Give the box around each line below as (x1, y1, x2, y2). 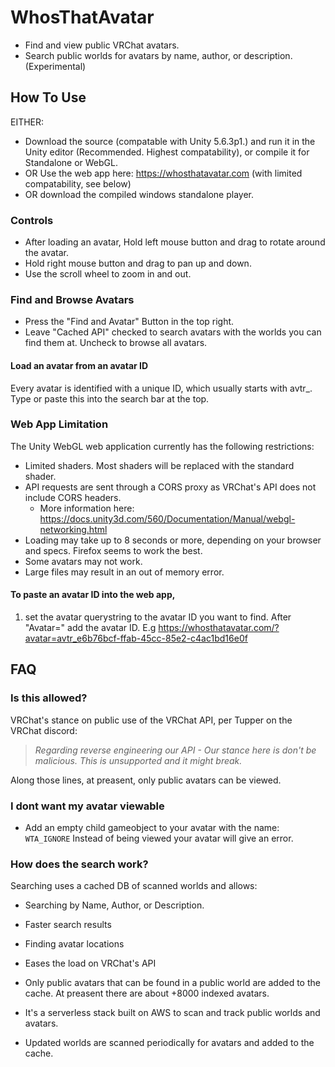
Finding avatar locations (24, 938, 125, 950)
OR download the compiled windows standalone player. (24, 188, 255, 200)
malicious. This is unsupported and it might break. (34, 754, 243, 766)
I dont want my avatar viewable (10, 799, 165, 813)
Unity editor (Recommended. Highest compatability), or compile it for (24, 146, 310, 158)
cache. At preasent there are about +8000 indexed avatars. (24, 987, 270, 1000)
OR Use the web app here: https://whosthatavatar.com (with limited (24, 167, 303, 179)
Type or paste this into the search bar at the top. (10, 392, 210, 405)
